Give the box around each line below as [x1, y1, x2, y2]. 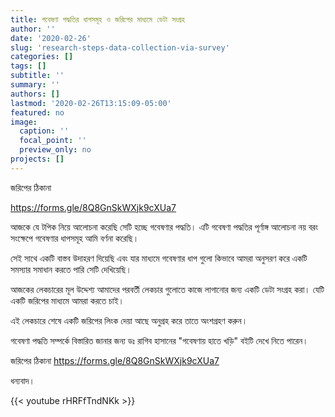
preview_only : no [19, 145, 92, 155]
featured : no [10, 107, 65, 118]
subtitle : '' [10, 71, 65, 81]
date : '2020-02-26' [10, 33, 92, 43]
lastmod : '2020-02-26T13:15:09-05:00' [10, 98, 172, 108]
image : [10, 117, 38, 127]
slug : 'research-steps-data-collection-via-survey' [10, 42, 230, 53]
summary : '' [10, 80, 60, 90]
